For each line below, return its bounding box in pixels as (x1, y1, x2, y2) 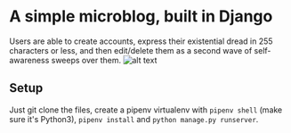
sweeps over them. (51, 54, 122, 65)
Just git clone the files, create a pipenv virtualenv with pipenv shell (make (9, 104, 283, 115)
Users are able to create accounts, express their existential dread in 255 (9, 36, 273, 46)
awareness (9, 54, 50, 65)
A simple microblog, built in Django (9, 6, 273, 27)
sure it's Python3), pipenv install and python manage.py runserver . (9, 113, 259, 124)
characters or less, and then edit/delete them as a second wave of (9, 45, 253, 55)
